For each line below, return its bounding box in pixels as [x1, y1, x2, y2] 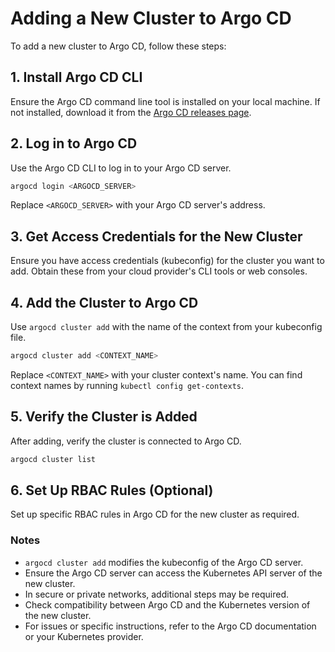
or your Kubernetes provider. [24, 630, 144, 642]
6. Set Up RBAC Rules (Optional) [10, 482, 214, 499]
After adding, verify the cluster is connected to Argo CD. [10, 435, 242, 447]
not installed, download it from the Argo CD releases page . [10, 106, 252, 118]
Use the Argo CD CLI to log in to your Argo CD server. [10, 162, 232, 174]
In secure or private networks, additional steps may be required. [24, 588, 290, 600]
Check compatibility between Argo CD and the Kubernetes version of [24, 598, 311, 611]
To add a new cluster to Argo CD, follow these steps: [10, 40, 227, 52]
